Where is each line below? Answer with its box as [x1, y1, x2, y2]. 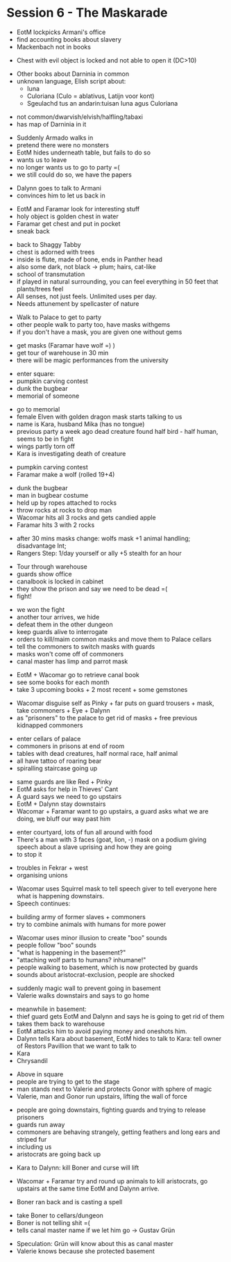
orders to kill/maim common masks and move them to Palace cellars [16, 635, 212, 643]
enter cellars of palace [16, 734, 81, 743]
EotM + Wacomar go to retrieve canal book [16, 670, 139, 679]
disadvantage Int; [16, 541, 67, 550]
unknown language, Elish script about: [16, 76, 126, 85]
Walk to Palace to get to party [16, 313, 102, 321]
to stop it [16, 850, 42, 858]
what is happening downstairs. [16, 891, 105, 900]
